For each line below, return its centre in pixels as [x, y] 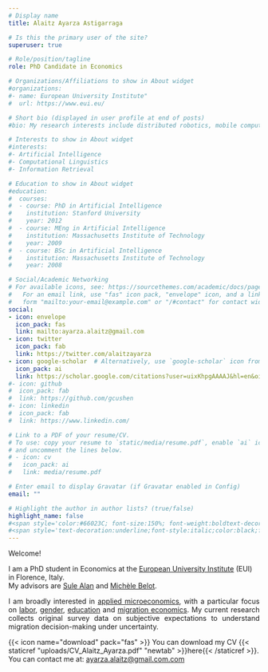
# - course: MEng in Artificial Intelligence [87, 228]
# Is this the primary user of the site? [78, 38]
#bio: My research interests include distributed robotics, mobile [123, 125]
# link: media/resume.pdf [55, 472]
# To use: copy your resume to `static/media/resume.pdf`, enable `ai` [130, 443]
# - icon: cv [30, 457]
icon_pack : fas [41, 324]
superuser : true [35, 45]
